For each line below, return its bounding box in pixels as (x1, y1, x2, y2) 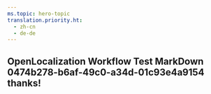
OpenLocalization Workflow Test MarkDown (7, 55, 204, 67)
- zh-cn (13, 23, 36, 30)
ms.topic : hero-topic (7, 10, 71, 17)
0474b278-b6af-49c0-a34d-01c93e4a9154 (7, 66, 205, 78)
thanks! (7, 77, 42, 89)
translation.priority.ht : (7, 17, 82, 24)
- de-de (13, 29, 36, 37)
